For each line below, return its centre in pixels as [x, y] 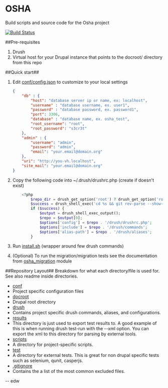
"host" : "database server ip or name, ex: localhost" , [89, 100]
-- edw [13, 381]
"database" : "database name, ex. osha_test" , [80, 119]
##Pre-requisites [23, 42]
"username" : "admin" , [53, 143]
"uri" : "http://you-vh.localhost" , [59, 161]
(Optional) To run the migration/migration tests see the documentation [85, 256]
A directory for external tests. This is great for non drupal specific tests [86, 355]
